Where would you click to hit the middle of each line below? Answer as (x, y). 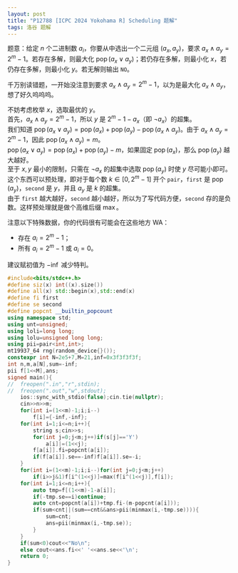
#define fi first (33, 298)
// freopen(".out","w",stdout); (57, 391)
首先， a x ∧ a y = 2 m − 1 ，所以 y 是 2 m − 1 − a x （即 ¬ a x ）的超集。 (102, 119)
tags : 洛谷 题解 (29, 27)
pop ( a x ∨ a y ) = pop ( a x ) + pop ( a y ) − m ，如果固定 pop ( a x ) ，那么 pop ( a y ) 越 (119, 150)
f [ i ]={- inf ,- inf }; (60, 418)
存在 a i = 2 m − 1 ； (44, 238)
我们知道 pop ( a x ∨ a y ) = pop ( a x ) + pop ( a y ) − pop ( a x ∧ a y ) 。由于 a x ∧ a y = (118, 130)
